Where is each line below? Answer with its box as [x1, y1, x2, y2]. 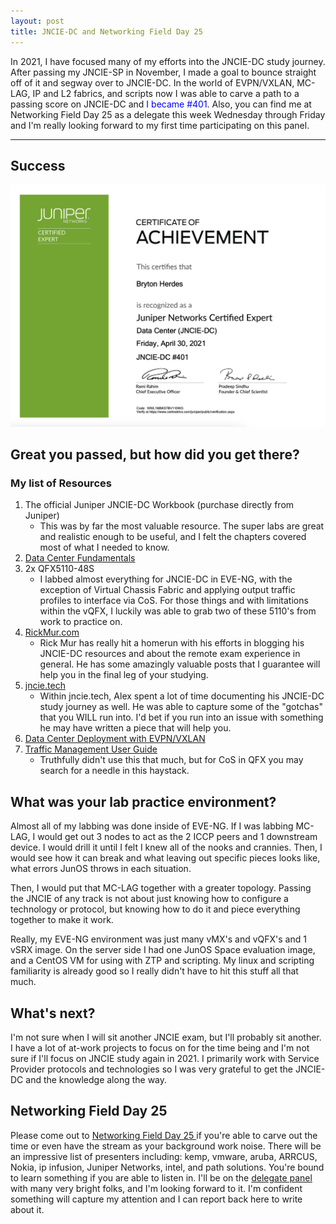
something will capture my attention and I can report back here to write [10, 1193, 303, 1205]
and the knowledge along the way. [25, 1073, 168, 1085]
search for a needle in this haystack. [39, 765, 190, 777]
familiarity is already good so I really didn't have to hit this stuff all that [10, 965, 299, 977]
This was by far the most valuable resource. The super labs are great [39, 520, 325, 532]
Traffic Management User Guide [24, 743, 158, 755]
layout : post [10, 16, 65, 26]
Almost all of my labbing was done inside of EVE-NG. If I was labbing [10, 820, 294, 832]
